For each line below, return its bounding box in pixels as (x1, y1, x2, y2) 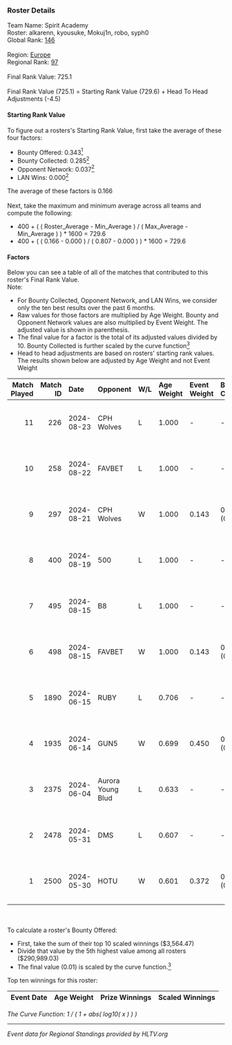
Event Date (10, 992, 48, 1002)
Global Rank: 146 (7, 36, 55, 44)
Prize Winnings (99, 992, 152, 1002)
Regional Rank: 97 (7, 58, 59, 66)
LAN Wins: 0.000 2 (17, 172, 69, 182)
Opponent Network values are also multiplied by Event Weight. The (17, 318, 209, 327)
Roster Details (7, 6, 56, 15)
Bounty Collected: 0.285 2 (17, 155, 90, 165)
